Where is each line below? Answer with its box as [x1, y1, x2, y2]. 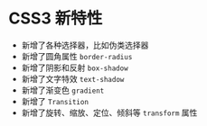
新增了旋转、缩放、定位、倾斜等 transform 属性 [21, 107, 198, 118]
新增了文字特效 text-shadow [21, 73, 125, 84]
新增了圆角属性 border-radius [21, 50, 133, 61]
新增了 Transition [21, 95, 89, 106]
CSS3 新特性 [8, 8, 103, 29]
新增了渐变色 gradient [21, 85, 105, 95]
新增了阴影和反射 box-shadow [21, 62, 128, 73]
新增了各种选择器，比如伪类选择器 [21, 40, 149, 50]
